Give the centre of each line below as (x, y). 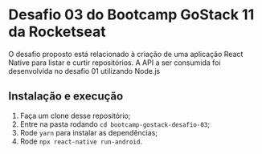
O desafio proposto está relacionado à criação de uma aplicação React (126, 54)
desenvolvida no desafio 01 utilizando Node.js (84, 71)
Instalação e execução (66, 97)
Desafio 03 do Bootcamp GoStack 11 (131, 15)
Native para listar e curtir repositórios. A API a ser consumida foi (115, 63)
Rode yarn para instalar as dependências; (89, 132)
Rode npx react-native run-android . (81, 141)
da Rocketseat (57, 32)
